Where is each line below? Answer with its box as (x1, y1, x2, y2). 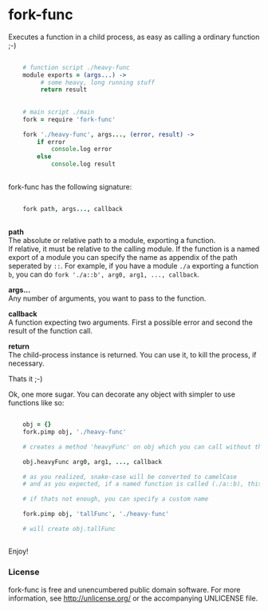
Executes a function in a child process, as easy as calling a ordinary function (8, 32, 260, 42)
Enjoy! (8, 546, 30, 557)
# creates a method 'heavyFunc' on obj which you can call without (22, 443, 251, 451)
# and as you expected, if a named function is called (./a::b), (22, 480, 245, 489)
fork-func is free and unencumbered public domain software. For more (8, 585, 241, 594)
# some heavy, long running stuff (40, 78, 156, 86)
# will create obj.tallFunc (22, 525, 116, 533)
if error (37, 138, 66, 146)
